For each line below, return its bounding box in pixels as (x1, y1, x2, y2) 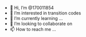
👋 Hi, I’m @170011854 (9, 5, 54, 10)
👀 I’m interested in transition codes (9, 10, 81, 16)
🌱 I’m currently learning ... (9, 15, 63, 21)
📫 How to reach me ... (9, 26, 56, 32)
